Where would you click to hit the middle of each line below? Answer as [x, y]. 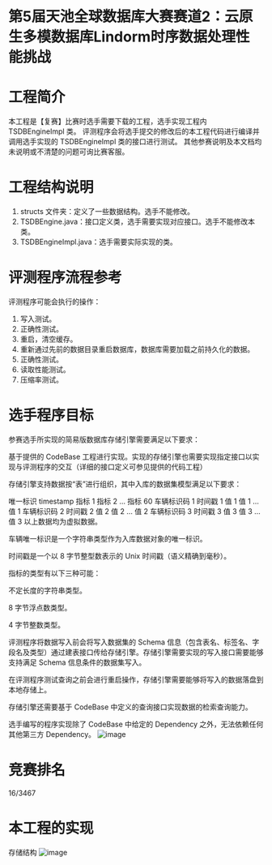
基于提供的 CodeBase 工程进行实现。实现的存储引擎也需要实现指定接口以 [130, 456]
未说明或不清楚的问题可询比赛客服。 [69, 152]
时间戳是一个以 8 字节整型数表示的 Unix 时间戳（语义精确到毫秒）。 [120, 555]
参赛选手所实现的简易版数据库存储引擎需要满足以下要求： [104, 439]
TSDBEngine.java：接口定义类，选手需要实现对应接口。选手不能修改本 [137, 222]
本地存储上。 [30, 689]
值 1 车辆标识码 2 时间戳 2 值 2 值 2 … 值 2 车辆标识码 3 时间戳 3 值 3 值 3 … [134, 511]
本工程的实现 [51, 829]
